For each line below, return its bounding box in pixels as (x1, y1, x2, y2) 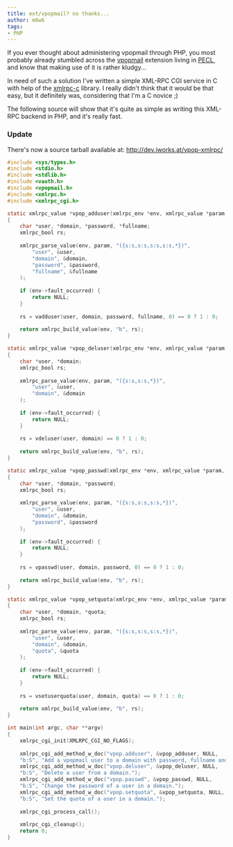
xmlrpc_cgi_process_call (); (19, 808, 101, 815)
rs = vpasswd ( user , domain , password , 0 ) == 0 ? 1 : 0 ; (19, 564, 185, 571)
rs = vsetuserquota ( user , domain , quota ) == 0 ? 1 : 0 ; (19, 692, 185, 699)
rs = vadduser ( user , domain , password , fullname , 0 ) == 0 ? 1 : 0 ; (19, 313, 219, 320)
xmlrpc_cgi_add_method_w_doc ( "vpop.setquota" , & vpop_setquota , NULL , (19, 789, 225, 796)
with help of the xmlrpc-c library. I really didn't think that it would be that (7, 84, 214, 92)
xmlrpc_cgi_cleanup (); (19, 821, 85, 828)
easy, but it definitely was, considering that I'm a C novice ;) (7, 92, 178, 100)
